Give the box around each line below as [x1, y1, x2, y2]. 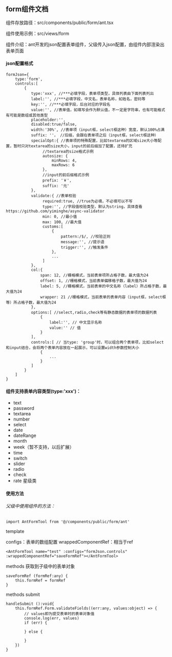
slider [13, 461, 25, 467]
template [6, 528, 25, 534]
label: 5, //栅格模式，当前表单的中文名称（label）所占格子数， [40, 284, 163, 289]
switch [13, 455, 28, 462]
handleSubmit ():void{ [6, 602, 54, 607]
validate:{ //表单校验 [31, 193, 76, 198]
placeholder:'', [31, 117, 66, 123]
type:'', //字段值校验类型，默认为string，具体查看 [42, 204, 143, 209]
